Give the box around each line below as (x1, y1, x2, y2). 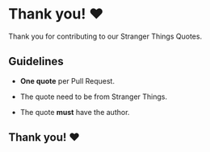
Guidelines (8, 55, 64, 68)
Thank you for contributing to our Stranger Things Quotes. (8, 31, 203, 41)
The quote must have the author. (19, 107, 130, 117)
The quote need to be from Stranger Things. (19, 92, 168, 101)
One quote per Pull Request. (19, 76, 115, 85)
